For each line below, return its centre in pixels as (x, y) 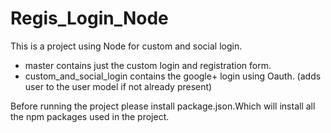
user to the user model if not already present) (118, 86)
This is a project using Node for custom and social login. (126, 46)
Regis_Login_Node (89, 18)
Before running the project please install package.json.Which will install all (163, 106)
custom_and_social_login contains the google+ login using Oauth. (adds (173, 76)
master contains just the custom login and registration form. (148, 65)
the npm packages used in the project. (90, 116)
